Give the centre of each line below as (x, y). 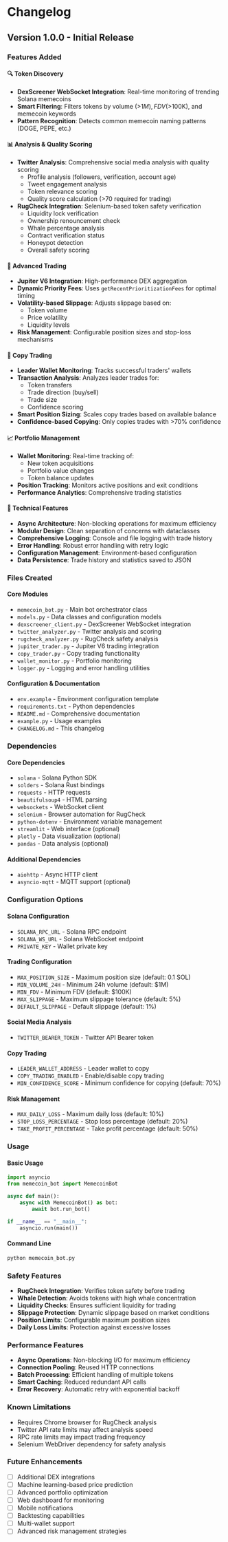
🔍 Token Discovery (35, 74)
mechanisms (35, 340)
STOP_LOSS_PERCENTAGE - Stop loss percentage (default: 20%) (102, 1122)
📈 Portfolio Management (44, 438)
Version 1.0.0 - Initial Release (70, 38)
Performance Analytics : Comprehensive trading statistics (99, 492)
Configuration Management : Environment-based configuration (107, 553)
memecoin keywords (47, 114)
